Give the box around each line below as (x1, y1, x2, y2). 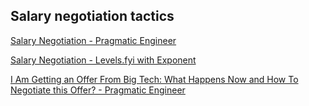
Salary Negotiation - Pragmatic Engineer (10, 34, 177, 46)
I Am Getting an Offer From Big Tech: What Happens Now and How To (10, 73, 299, 85)
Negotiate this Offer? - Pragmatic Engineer (10, 84, 186, 96)
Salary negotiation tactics (10, 8, 175, 25)
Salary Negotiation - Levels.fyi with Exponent (10, 54, 197, 66)
